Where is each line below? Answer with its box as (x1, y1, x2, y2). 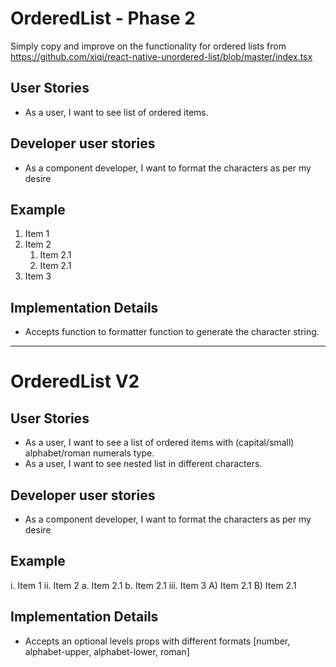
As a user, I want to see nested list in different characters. (24, 458, 263, 470)
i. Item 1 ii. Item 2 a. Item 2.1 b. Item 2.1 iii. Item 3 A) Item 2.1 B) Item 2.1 (10, 579, 297, 591)
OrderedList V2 (10, 370, 140, 393)
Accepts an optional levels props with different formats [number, (24, 635, 291, 647)
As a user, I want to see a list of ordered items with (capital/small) (24, 437, 295, 449)
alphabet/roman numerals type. (24, 447, 155, 459)
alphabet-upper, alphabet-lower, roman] (24, 645, 190, 657)
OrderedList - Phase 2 (10, 7, 196, 30)
